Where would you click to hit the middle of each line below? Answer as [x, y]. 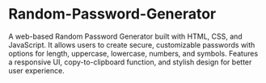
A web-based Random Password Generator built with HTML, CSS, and [125, 36]
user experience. [36, 70]
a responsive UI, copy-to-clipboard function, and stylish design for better [130, 62]
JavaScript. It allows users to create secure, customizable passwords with [132, 44]
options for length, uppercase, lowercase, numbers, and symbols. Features [133, 53]
